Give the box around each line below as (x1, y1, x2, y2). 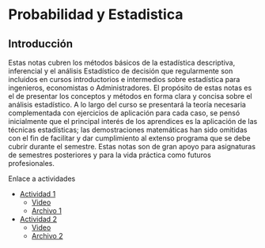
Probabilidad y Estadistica (8, 6, 184, 24)
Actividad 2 (19, 215, 58, 224)
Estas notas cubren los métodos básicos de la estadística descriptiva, (8, 58, 236, 67)
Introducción (8, 37, 74, 51)
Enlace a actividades (8, 174, 76, 183)
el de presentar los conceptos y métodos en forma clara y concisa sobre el (8, 92, 253, 100)
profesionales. (8, 159, 55, 167)
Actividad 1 (19, 190, 56, 198)
